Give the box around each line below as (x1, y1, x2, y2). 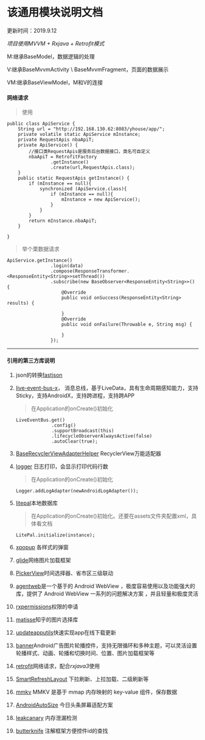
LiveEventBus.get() (15, 417, 66, 424)
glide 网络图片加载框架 (15, 557, 71, 564)
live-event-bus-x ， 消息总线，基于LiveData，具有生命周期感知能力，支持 (15, 385, 198, 392)
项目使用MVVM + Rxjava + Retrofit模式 (7, 40, 105, 47)
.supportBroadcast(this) (51, 428, 114, 434)
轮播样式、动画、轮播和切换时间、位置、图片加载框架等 (15, 650, 155, 657)
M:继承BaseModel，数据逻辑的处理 (7, 52, 95, 60)
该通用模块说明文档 (7, 5, 103, 20)
